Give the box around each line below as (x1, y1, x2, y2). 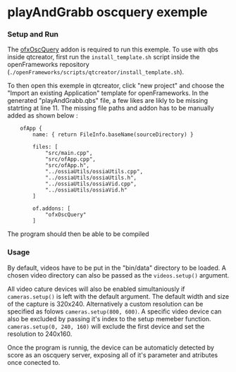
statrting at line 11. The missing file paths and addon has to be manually (7, 104, 214, 113)
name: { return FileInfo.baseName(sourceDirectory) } (32, 131, 194, 138)
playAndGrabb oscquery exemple (7, 4, 208, 20)
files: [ (32, 144, 58, 151)
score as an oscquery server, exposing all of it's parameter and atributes (7, 350, 218, 359)
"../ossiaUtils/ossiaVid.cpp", (44, 180, 137, 187)
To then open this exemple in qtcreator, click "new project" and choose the (7, 82, 225, 90)
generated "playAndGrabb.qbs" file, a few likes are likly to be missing (7, 97, 209, 105)
